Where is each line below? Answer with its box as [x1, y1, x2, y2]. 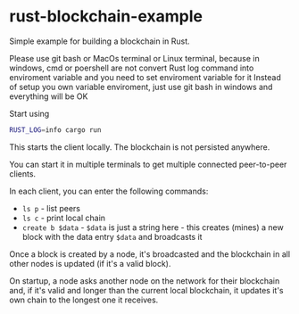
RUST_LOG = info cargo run [9, 125, 102, 135]
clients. [9, 168, 37, 179]
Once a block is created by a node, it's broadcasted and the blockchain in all [9, 248, 291, 260]
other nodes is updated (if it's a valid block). [9, 258, 171, 269]
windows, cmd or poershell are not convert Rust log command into [9, 62, 254, 73]
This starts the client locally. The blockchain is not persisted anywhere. [9, 141, 270, 153]
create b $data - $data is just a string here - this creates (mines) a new [21, 221, 284, 233]
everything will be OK [9, 91, 88, 102]
